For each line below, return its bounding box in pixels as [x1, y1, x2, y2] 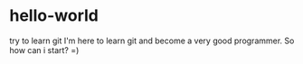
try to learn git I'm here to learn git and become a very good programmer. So [9, 35, 295, 46]
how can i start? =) [9, 44, 80, 55]
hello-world [9, 5, 99, 26]
